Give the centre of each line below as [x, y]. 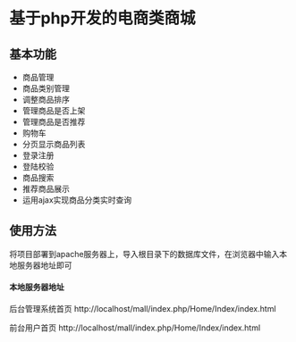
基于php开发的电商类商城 [102, 18]
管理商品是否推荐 [54, 122]
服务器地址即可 [44, 265]
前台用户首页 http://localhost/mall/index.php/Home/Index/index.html [135, 328]
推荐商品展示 [46, 189]
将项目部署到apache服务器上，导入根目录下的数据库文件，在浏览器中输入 [144, 254]
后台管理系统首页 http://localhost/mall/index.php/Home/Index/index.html [143, 309]
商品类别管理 [46, 88]
